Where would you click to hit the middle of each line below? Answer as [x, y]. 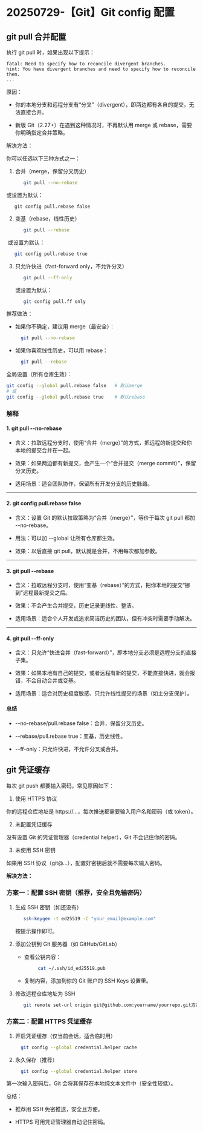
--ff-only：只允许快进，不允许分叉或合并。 [68, 749]
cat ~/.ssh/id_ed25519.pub [72, 968]
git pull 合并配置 [36, 37]
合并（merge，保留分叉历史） [52, 171]
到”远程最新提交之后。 [43, 593]
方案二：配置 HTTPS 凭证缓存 [49, 1021]
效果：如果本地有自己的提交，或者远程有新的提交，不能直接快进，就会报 [105, 673]
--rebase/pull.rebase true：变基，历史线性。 [70, 736]
